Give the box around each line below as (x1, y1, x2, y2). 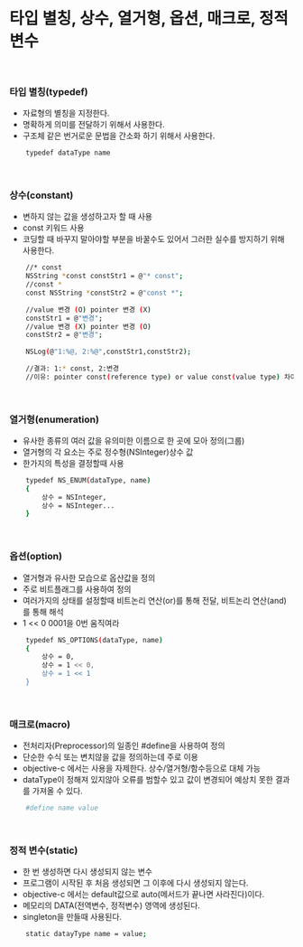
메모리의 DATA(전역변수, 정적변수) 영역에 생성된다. (22, 900, 201, 911)
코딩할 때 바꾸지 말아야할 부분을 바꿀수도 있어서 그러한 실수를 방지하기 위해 (22, 234, 286, 245)
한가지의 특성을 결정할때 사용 (22, 457, 124, 468)
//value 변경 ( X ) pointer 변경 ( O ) (25, 322, 151, 331)
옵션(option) (9, 550, 63, 563)
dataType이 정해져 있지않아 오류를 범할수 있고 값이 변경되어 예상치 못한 (22, 774, 273, 785)
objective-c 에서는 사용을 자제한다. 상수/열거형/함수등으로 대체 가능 (22, 763, 262, 774)
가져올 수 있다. (32, 785, 83, 796)
